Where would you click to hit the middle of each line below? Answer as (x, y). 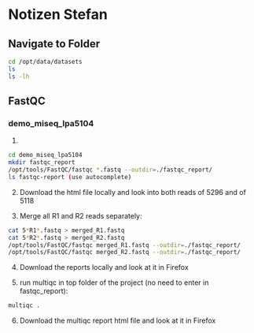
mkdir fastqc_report (42, 163)
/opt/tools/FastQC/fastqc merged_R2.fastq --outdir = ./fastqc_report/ (125, 253)
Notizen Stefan (58, 15)
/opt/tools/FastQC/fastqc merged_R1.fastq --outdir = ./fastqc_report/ (125, 245)
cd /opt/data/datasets (45, 62)
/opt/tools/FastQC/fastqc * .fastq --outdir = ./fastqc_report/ (110, 170)
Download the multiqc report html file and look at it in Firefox (118, 320)
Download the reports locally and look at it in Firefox (104, 268)
